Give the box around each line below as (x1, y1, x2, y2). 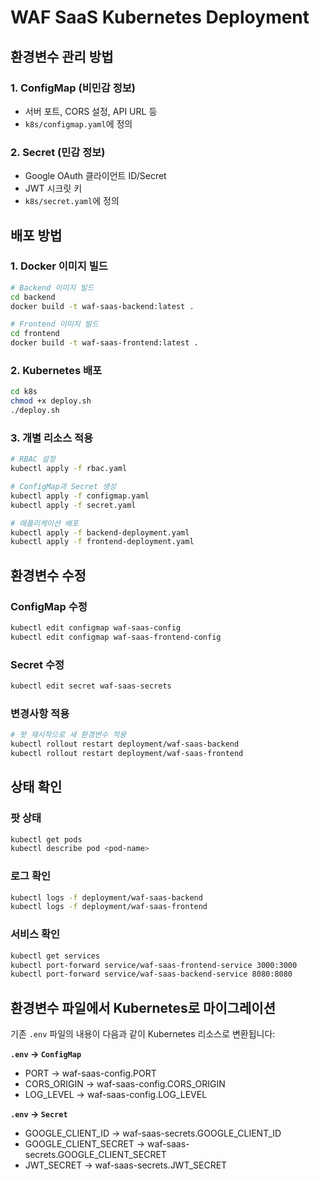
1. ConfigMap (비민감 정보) (10, 81, 137, 95)
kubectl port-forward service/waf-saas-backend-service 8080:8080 (10, 969, 293, 980)
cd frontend (10, 329, 60, 339)
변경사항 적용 (10, 706, 70, 720)
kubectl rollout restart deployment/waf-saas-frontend (10, 748, 244, 758)
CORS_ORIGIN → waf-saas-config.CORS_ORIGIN (24, 1078, 226, 1090)
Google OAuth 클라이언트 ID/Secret (24, 170, 167, 182)
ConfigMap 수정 (10, 599, 88, 613)
